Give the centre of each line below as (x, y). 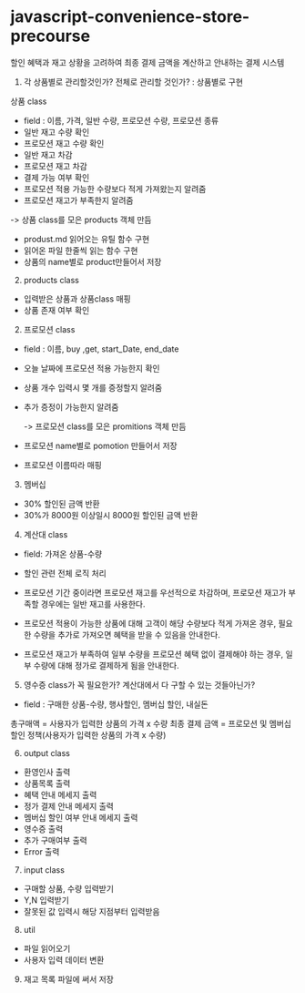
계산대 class (46, 534)
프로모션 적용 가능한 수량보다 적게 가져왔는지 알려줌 (115, 189)
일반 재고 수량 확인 (56, 132)
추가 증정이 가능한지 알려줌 (71, 406)
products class (51, 280)
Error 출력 (41, 851)
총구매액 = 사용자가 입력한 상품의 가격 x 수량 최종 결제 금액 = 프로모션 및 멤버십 (151, 723)
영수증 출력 (43, 829)
